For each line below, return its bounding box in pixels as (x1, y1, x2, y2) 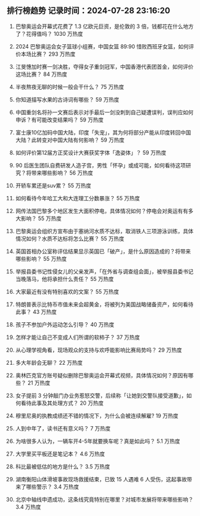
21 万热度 (27, 379, 50, 386)
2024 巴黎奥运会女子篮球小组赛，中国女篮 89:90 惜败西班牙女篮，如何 (15, 42, 189, 50)
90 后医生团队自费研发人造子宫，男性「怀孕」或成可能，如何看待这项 (15, 161, 186, 169)
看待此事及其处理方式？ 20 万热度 (20, 399, 104, 407)
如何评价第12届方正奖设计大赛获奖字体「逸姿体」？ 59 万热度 (15, 149, 167, 156)
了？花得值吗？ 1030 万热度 (15, 30, 83, 37)
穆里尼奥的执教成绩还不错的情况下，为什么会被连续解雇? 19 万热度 (15, 412, 179, 419)
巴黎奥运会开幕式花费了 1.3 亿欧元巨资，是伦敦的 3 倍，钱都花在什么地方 (15, 23, 194, 30)
